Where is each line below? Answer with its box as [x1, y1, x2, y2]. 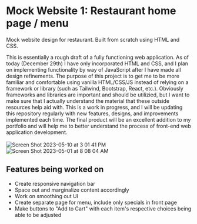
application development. [6, 128, 68, 136]
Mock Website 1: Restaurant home [6, 4, 176, 18]
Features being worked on [6, 165, 104, 175]
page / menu [6, 16, 69, 30]
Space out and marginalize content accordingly [14, 186, 129, 193]
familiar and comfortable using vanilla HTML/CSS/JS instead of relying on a [6, 78, 189, 86]
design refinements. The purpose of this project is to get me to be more [6, 72, 179, 79]
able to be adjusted [14, 211, 62, 218]
